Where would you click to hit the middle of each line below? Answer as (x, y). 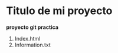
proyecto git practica (32, 27)
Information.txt (33, 45)
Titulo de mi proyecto (59, 11)
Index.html (27, 38)
